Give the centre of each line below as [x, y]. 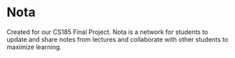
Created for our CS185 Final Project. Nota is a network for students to [108, 32]
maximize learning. [34, 47]
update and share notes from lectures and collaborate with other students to [117, 39]
